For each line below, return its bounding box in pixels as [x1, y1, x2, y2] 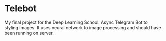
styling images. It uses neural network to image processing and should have [4, 24, 161, 30]
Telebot [4, 3, 37, 14]
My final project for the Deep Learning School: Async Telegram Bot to [4, 19, 148, 25]
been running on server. [4, 30, 54, 36]
